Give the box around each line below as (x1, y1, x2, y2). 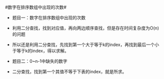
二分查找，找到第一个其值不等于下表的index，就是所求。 (12, 69, 127, 75)
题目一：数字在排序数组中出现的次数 (12, 15, 86, 21)
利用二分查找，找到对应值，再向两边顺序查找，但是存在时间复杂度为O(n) (12, 25, 159, 31)
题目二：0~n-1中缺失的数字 (12, 58, 68, 64)
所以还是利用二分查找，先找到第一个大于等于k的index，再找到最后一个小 (12, 42, 160, 48)
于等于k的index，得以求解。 (12, 48, 69, 53)
